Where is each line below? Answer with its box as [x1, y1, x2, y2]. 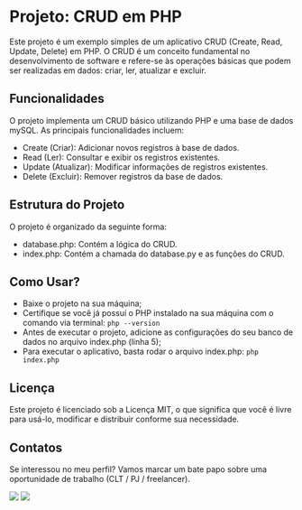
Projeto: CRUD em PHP [9, 6, 182, 27]
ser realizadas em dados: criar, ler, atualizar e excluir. [9, 65, 207, 76]
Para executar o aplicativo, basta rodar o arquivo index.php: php [22, 346, 259, 357]
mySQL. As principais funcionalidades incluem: [9, 125, 185, 135]
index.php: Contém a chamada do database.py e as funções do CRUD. [22, 248, 286, 259]
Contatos [9, 440, 63, 455]
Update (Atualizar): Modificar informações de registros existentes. [22, 161, 269, 172]
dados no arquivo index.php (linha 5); [22, 337, 162, 348]
